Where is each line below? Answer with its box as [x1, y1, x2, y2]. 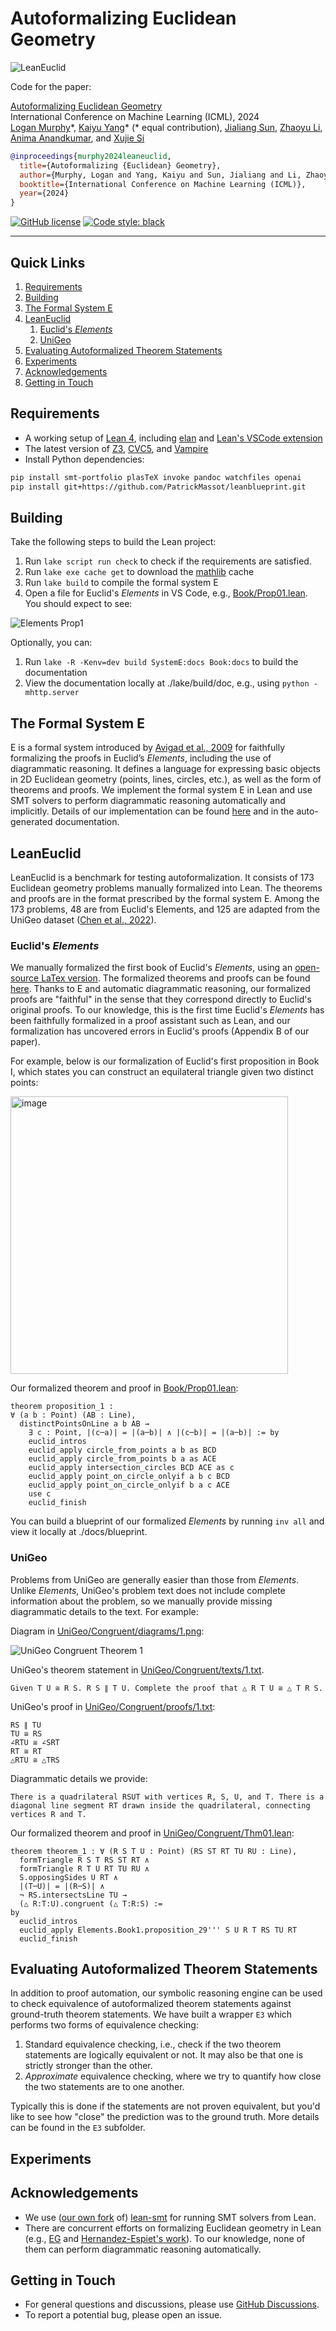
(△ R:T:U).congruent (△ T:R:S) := [19, 1898, 163, 1909]
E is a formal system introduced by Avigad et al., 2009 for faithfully [10, 742, 286, 754]
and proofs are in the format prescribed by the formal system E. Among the [10, 893, 320, 904]
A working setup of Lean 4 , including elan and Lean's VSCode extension [24, 432, 323, 444]
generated [10, 816, 53, 828]
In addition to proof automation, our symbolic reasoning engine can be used [10, 1987, 323, 1999]
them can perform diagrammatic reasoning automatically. [24, 2243, 262, 2255]
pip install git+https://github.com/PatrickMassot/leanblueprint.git [10, 482, 307, 492]
